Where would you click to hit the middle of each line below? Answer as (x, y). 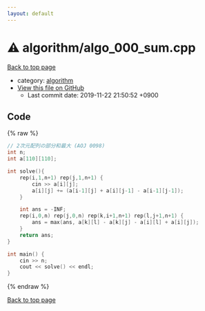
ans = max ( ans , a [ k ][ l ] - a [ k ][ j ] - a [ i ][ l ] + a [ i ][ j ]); (116, 223)
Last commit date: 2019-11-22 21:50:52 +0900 (93, 95)
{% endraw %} (28, 287)
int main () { (26, 254)
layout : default (30, 13)
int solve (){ (26, 171)
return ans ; (37, 235)
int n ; (17, 153)
